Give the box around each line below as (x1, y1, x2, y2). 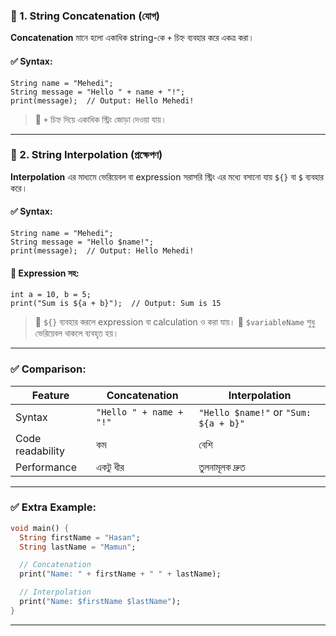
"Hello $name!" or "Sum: (198, 405, 312, 419)
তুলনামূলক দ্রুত (198, 460, 246, 474)
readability (15, 444, 65, 458)
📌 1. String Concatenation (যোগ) (10, 9, 161, 23)
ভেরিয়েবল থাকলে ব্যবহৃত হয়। (34, 327, 120, 339)
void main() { (10, 523, 70, 533)
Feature (31, 388, 70, 402)
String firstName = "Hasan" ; (19, 532, 141, 543)
